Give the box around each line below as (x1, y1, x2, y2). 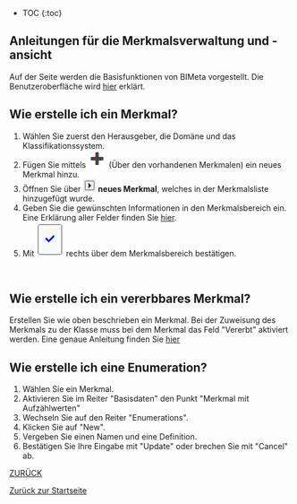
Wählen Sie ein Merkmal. (21, 384, 115, 395)
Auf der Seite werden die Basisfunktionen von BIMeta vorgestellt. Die (9, 71, 264, 82)
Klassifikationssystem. (21, 140, 106, 151)
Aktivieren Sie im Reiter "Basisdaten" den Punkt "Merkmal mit (21, 394, 250, 404)
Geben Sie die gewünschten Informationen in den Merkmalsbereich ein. (21, 202, 287, 213)
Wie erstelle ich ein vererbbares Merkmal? (9, 291, 251, 307)
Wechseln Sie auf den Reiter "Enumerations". (21, 413, 189, 423)
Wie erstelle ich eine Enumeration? (9, 360, 208, 375)
